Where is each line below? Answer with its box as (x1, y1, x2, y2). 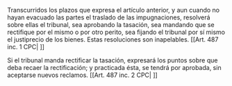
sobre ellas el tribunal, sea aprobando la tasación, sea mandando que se (7, 21, 215, 28)
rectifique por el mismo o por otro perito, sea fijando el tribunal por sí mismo (7, 28, 226, 36)
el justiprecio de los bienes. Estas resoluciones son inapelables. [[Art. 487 (7, 35, 219, 44)
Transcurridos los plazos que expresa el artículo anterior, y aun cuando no (7, 6, 220, 14)
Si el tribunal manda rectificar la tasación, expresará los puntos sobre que (7, 56, 218, 64)
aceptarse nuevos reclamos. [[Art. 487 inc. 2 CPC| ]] (7, 71, 158, 79)
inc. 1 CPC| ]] (7, 43, 45, 51)
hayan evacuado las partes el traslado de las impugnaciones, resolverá (7, 13, 210, 21)
